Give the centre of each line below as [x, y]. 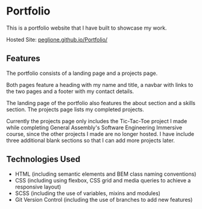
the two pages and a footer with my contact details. [70, 91]
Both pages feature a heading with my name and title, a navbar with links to [100, 85]
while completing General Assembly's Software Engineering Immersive [94, 127]
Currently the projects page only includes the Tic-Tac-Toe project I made [97, 121]
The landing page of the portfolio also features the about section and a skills [101, 103]
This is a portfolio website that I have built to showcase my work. [87, 28]
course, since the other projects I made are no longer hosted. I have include [100, 133]
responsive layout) [38, 187]
